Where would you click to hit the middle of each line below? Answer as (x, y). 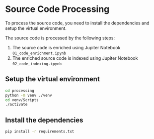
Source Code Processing (57, 9)
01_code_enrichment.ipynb (39, 53)
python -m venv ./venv (29, 95)
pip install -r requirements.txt (40, 132)
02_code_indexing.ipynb (37, 64)
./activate (16, 105)
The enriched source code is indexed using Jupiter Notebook (75, 58)
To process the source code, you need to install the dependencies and (77, 23)
